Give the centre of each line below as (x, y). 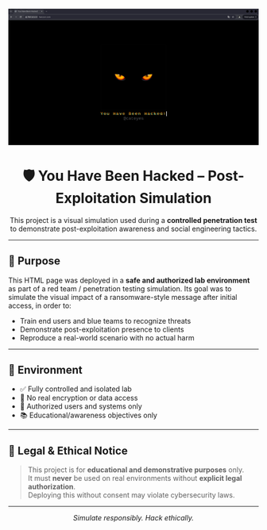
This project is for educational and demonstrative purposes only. (136, 470)
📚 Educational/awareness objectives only (88, 415)
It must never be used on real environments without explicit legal (135, 478)
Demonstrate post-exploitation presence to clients (102, 329)
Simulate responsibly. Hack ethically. (133, 518)
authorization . (52, 487)
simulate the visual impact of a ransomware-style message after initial (123, 297)
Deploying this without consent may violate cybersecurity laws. (131, 495)
